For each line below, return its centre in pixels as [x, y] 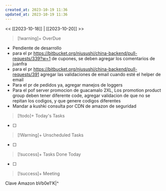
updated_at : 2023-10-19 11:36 [37, 14]
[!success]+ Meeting [39, 173]
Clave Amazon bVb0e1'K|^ [32, 183]
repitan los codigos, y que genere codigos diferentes [66, 100]
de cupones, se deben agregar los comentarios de [103, 58]
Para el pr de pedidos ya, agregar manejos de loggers [67, 85]
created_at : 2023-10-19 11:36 [37, 10]
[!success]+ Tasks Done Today [49, 154]
